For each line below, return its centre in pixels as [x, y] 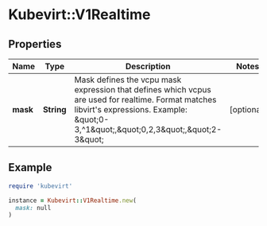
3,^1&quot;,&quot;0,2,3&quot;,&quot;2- [148, 129]
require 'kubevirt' [41, 186]
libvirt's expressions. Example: [131, 109]
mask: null [33, 208]
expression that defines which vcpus [143, 90]
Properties [35, 44]
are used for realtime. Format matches [145, 99]
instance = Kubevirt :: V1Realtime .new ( [72, 201]
